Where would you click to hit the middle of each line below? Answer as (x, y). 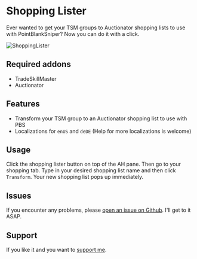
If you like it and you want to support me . (56, 250)
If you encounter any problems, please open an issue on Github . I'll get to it (98, 210)
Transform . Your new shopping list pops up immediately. (75, 177)
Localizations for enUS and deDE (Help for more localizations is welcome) (103, 131)
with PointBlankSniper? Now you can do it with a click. (73, 33)
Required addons (39, 64)
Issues (19, 196)
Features (23, 104)
